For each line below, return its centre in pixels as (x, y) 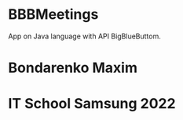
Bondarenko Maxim (73, 68)
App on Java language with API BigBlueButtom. (84, 36)
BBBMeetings (53, 15)
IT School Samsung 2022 (92, 104)
